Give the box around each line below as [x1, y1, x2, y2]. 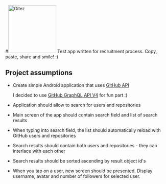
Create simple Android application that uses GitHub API [12, 82, 129, 88]
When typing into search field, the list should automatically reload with [12, 127, 161, 133]
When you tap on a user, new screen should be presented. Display [12, 168, 153, 174]
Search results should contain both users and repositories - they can [12, 142, 157, 148]
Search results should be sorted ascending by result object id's [12, 157, 146, 164]
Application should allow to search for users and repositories [12, 102, 141, 108]
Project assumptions [5, 68, 73, 77]
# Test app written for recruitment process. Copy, [5, 49, 157, 54]
